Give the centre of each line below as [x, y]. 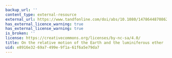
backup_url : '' [21, 10]
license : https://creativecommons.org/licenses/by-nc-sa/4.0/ [73, 38]
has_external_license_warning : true [44, 29]
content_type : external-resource [41, 15]
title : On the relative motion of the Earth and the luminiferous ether [84, 43]
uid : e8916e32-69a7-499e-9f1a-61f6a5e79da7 [52, 47]
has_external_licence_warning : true [44, 24]
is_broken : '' [20, 33]
